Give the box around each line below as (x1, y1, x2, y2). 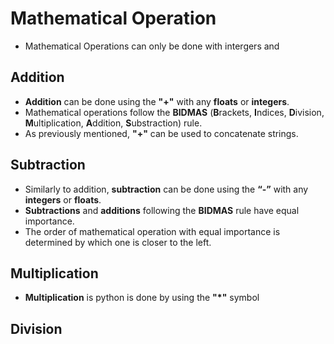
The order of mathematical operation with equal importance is (24, 225, 281, 237)
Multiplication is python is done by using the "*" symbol (24, 292, 260, 304)
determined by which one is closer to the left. (24, 236, 212, 248)
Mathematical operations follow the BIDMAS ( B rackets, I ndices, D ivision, (24, 106, 325, 118)
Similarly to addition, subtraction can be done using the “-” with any (24, 183, 309, 195)
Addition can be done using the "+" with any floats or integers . (24, 95, 290, 107)
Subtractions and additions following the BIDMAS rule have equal (24, 204, 300, 216)
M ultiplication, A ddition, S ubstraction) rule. (24, 117, 203, 129)
